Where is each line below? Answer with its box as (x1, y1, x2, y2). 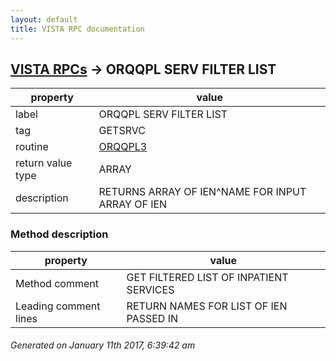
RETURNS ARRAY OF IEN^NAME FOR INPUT (98, 185, 307, 199)
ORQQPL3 (98, 140, 148, 154)
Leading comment (15, 299, 101, 313)
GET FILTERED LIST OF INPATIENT (126, 270, 289, 284)
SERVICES (126, 282, 175, 296)
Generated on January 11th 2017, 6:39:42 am (10, 339, 196, 351)
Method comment (15, 276, 99, 290)
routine (15, 140, 49, 154)
